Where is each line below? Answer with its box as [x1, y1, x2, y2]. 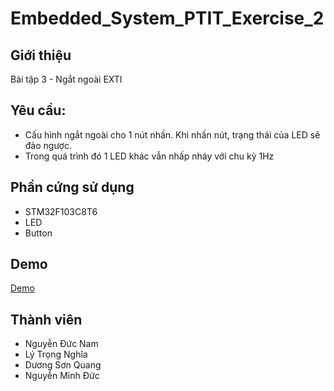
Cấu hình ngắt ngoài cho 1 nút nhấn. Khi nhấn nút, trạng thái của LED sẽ [24, 128, 321, 141]
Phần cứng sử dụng [10, 179, 135, 196]
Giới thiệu [10, 47, 72, 64]
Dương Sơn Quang [24, 359, 102, 371]
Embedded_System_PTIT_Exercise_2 [10, 7, 325, 30]
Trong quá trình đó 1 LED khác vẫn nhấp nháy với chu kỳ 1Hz [24, 150, 275, 162]
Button [24, 227, 53, 239]
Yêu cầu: [10, 102, 67, 119]
